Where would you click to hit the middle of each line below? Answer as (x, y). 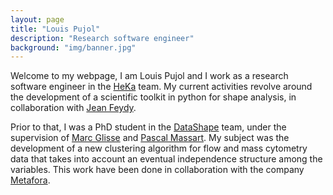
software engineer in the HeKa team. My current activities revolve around (161, 87)
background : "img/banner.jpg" (73, 47)
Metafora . (30, 180)
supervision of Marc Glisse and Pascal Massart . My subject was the (150, 138)
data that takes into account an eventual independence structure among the (166, 159)
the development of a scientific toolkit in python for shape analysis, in (153, 97)
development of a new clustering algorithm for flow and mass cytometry (159, 148)
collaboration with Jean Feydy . (73, 108)
